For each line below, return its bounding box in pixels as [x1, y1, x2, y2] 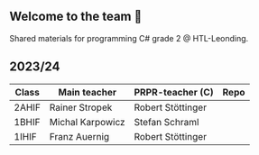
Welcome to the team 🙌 [9, 9, 143, 24]
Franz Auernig [49, 130, 110, 142]
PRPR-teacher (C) [134, 86, 214, 98]
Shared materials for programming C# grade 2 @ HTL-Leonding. [9, 32, 249, 43]
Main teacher [58, 86, 117, 98]
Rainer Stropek [49, 101, 113, 114]
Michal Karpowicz [49, 115, 125, 128]
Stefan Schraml [134, 115, 199, 128]
